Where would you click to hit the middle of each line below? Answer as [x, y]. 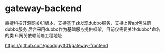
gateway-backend [43, 9]
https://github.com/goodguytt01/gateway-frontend [57, 45]
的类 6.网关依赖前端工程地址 [34, 35]
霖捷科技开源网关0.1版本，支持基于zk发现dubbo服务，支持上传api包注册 [78, 23]
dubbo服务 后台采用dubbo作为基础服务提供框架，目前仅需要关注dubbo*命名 [83, 29]
